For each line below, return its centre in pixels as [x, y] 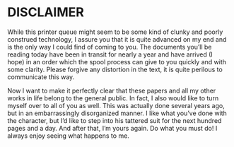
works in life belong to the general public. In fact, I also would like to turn [113, 98]
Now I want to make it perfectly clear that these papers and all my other [112, 90]
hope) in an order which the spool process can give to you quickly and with [117, 61]
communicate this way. [41, 77]
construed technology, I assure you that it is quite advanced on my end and [117, 39]
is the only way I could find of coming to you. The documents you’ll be [110, 47]
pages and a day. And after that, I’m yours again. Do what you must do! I [112, 128]
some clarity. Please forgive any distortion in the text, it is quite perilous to [115, 69]
